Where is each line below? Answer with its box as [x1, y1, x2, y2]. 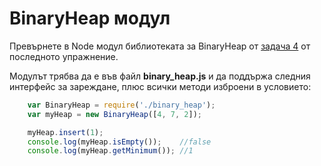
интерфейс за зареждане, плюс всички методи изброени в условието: [9, 80, 312, 92]
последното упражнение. [9, 50, 119, 62]
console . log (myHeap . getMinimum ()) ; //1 [27, 146, 194, 156]
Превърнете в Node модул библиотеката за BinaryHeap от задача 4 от [9, 40, 311, 52]
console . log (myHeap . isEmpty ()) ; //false [27, 137, 212, 147]
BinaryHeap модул [9, 7, 171, 30]
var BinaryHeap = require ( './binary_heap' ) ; [27, 100, 216, 110]
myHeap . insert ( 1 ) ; [27, 127, 104, 137]
